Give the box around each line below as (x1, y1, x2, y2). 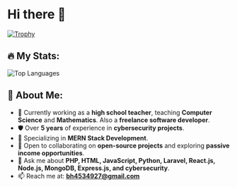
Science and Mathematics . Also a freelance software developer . (17, 116, 210, 124)
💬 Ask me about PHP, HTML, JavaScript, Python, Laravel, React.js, (17, 156, 216, 164)
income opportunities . (17, 148, 85, 157)
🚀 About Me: (7, 90, 64, 102)
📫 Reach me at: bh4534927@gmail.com (17, 171, 140, 180)
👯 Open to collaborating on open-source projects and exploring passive (17, 141, 230, 150)
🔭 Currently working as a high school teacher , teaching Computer (17, 108, 212, 116)
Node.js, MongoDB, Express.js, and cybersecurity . (17, 164, 170, 172)
